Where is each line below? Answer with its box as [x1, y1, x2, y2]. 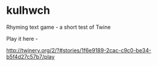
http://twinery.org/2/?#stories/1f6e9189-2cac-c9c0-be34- [6, 46, 152, 54]
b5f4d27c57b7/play [6, 53, 55, 60]
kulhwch [6, 4, 51, 17]
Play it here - [6, 35, 38, 42]
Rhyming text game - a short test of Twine [6, 23, 111, 31]
